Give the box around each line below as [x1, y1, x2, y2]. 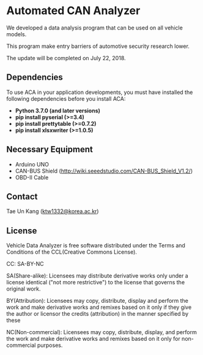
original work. [6, 285, 41, 292]
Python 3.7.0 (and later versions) [15, 107, 101, 114]
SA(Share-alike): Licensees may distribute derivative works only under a [6, 272, 188, 279]
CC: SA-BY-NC [6, 260, 44, 268]
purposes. [37, 341, 63, 349]
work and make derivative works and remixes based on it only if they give [6, 303, 192, 311]
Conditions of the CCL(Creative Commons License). [6, 248, 138, 256]
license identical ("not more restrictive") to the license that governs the [6, 279, 185, 286]
